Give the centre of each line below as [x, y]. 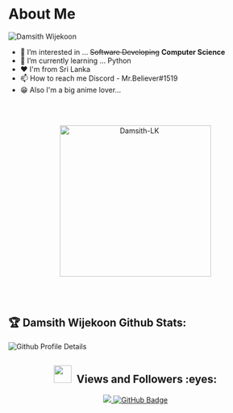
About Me [42, 14]
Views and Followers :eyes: [147, 380]
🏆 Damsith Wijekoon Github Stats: [98, 323]
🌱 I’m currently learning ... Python [75, 60]
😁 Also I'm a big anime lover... [71, 90]
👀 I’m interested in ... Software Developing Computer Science [123, 52]
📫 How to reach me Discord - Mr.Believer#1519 [99, 78]
